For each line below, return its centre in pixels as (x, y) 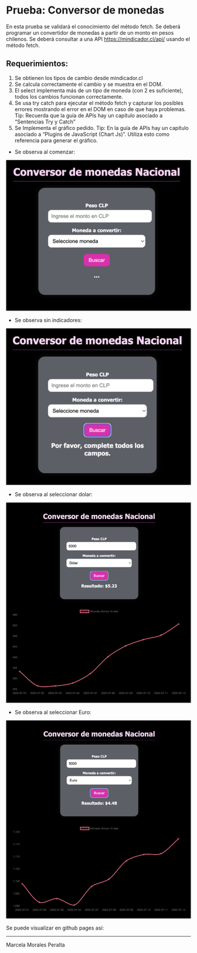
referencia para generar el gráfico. (56, 140)
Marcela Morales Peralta (36, 945)
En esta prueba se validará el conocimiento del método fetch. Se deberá (93, 26)
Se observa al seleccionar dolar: (53, 494)
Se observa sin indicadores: (48, 320)
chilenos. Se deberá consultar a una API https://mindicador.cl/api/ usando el (98, 39)
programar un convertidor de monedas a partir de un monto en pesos (90, 32)
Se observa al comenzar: (45, 152)
